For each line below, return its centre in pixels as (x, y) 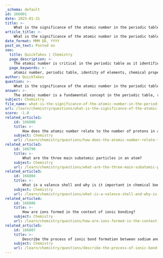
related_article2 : (24, 145)
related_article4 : (24, 198)
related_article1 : (24, 117)
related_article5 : (24, 226)
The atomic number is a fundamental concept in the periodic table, (84, 95)
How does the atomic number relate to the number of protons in (89, 131)
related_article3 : (24, 172)
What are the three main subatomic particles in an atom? (82, 158)
